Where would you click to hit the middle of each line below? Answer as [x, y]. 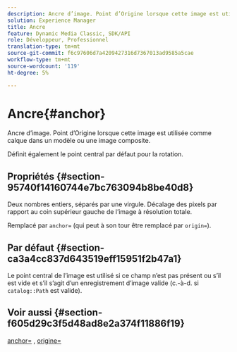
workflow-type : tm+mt [39, 60]
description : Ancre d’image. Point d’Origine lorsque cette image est [113, 14]
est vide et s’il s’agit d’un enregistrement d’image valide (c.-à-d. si [103, 283]
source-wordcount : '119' [44, 66]
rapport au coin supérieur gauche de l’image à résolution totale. [100, 212]
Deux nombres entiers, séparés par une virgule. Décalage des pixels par [112, 204]
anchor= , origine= [35, 340]
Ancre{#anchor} [56, 114]
